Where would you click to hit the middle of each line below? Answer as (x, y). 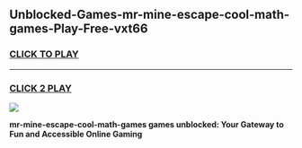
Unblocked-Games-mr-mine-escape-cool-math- (150, 15)
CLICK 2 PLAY (40, 88)
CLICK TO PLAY (44, 55)
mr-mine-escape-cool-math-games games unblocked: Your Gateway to (147, 124)
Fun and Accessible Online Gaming (76, 134)
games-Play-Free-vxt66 (79, 29)
